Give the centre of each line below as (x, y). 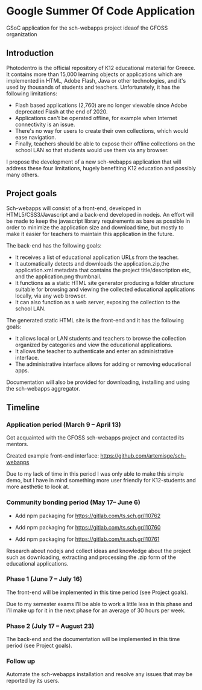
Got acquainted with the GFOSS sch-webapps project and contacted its (95, 438)
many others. (23, 174)
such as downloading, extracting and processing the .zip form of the (91, 557)
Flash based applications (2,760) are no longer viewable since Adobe (101, 105)
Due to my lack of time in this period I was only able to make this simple (95, 474)
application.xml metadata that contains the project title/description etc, (103, 270)
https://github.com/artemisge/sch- (144, 456)
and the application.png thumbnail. (58, 276)
